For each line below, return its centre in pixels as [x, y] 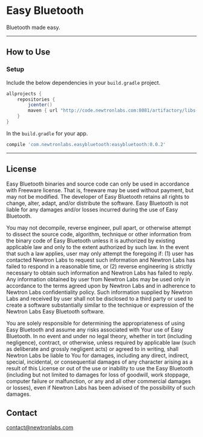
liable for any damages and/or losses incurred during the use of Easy [92, 209]
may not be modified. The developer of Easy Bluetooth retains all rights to [98, 196]
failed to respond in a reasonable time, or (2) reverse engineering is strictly [99, 266]
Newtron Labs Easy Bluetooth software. [56, 311]
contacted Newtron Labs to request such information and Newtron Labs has [101, 260]
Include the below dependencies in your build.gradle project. [83, 82]
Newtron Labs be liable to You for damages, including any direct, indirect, [98, 355]
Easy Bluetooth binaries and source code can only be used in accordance [98, 184]
